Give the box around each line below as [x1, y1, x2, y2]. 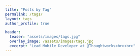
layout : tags [5, 16, 32, 21]
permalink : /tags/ [5, 12, 43, 17]
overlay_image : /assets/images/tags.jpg [9, 39, 94, 44]
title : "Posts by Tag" [5, 7, 52, 12]
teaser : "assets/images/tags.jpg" [9, 34, 80, 39]
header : [5, 30, 21, 35]
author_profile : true [5, 21, 50, 26]
